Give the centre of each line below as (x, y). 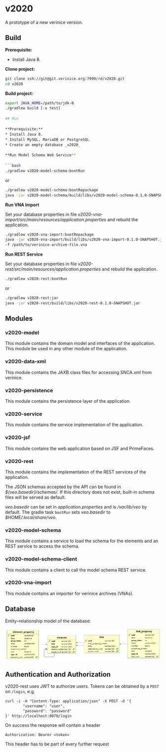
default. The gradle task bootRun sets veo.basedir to (58, 512)
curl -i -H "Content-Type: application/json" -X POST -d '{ (68, 701)
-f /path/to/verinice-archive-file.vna (46, 245)
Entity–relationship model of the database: (48, 621)
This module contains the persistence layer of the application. (68, 401)
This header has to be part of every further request (57, 744)
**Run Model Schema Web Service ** (41, 155)
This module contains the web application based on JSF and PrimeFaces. (80, 448)
